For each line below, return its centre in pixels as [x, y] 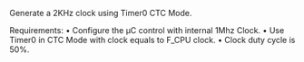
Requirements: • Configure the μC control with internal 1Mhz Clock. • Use [147, 30]
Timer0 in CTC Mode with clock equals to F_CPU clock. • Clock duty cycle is [152, 40]
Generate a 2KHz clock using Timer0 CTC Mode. [101, 13]
